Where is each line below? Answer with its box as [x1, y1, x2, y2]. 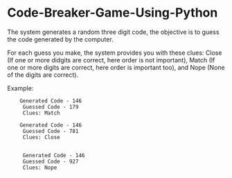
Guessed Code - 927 [22, 158, 79, 165]
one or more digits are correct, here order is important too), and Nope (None [7, 63, 225, 71]
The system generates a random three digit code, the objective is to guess [7, 28, 220, 36]
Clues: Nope [22, 164, 57, 171]
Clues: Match [22, 109, 60, 116]
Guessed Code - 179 [22, 103, 79, 110]
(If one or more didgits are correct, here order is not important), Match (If [7, 55, 215, 64]
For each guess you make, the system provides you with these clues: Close [7, 48, 222, 57]
